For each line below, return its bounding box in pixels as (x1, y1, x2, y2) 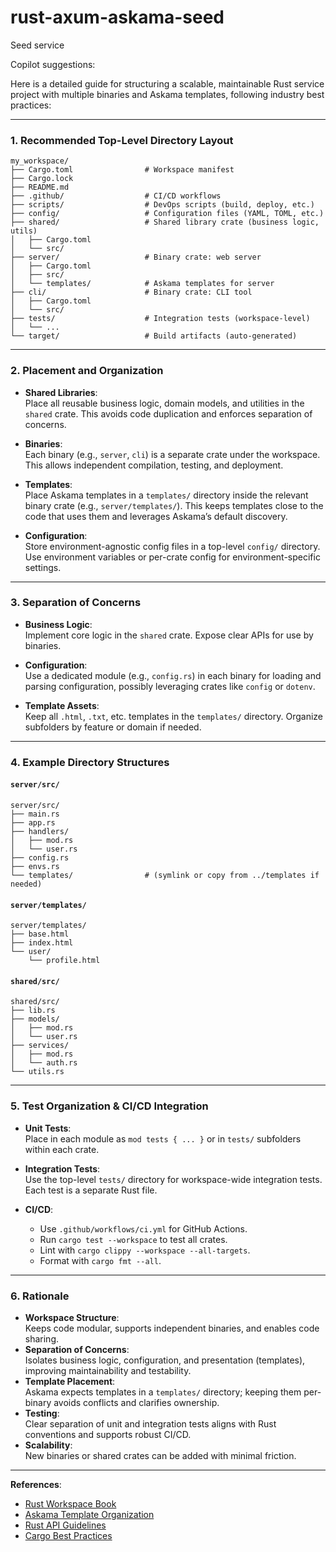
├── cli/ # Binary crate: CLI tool (10, 287, 253, 298)
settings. (24, 561, 62, 573)
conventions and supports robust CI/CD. (24, 1428, 192, 1440)
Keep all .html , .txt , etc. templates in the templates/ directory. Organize (24, 710, 324, 722)
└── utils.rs (10, 1067, 65, 1077)
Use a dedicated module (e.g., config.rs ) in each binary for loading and (24, 669, 322, 681)
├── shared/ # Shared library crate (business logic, (10, 217, 320, 228)
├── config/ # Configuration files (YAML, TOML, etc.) (10, 209, 325, 219)
